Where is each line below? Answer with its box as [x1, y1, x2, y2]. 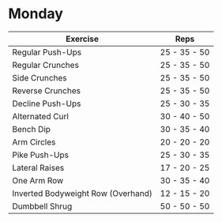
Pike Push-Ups [12, 149, 70, 160]
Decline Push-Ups [12, 98, 81, 109]
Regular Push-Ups [12, 47, 81, 58]
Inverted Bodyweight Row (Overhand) [12, 187, 152, 198]
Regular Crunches [12, 59, 79, 70]
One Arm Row [12, 175, 64, 186]
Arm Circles [12, 136, 56, 147]
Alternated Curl [12, 111, 70, 122]
